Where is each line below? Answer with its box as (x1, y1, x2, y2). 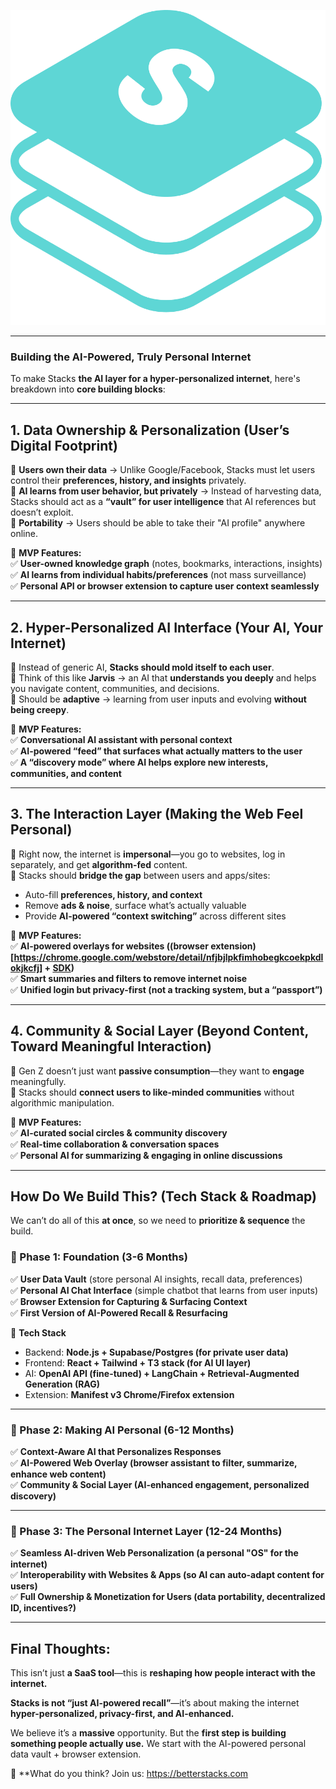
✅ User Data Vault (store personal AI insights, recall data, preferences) (10, 1273, 303, 1285)
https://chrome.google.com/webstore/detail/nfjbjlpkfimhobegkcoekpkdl (13, 951, 324, 963)
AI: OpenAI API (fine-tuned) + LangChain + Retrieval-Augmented (24, 1367, 300, 1379)
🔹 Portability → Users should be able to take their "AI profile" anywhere (10, 517, 306, 529)
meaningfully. (10, 1075, 67, 1087)
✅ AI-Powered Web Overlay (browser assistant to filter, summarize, (10, 1456, 298, 1469)
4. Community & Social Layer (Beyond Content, (10, 1023, 309, 1040)
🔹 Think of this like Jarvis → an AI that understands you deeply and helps (10, 671, 317, 684)
